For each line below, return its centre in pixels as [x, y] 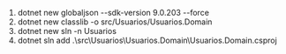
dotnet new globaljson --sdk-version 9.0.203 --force [113, 13]
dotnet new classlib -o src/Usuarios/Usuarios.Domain [115, 22]
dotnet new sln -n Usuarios [67, 31]
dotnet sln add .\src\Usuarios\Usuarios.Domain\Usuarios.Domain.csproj [147, 40]
